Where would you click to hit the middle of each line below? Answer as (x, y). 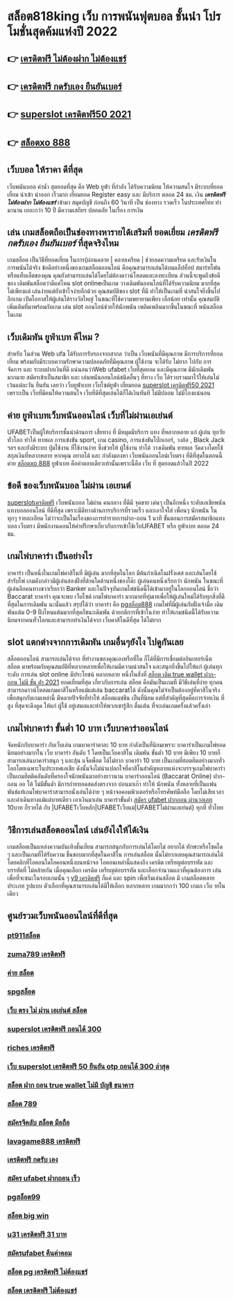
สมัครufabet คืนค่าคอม (40, 1253)
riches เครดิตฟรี (31, 1048)
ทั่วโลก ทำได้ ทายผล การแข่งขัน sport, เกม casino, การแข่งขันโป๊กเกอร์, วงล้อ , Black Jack (116, 440)
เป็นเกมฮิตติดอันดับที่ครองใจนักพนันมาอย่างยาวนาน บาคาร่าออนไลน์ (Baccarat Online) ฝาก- (116, 776)
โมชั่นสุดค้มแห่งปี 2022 (62, 32)
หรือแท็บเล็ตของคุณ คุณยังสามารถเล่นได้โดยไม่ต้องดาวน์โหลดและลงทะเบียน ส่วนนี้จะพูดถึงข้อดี (114, 276)
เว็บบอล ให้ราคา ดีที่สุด (45, 169)
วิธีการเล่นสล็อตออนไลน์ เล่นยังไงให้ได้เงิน (78, 830)
